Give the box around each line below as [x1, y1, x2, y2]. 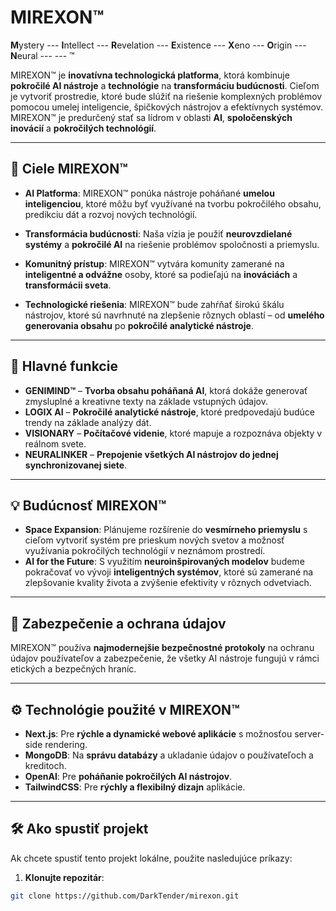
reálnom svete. [24, 437, 87, 450]
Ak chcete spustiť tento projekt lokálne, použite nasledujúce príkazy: [10, 852, 293, 864]
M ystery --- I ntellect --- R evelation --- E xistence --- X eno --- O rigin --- [10, 39, 307, 51]
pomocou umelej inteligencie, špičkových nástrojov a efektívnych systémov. [10, 101, 323, 113]
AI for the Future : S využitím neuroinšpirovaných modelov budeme [24, 556, 305, 568]
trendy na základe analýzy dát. [24, 416, 152, 428]
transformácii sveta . [24, 279, 112, 291]
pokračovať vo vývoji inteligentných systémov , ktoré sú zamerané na [24, 566, 314, 578]
